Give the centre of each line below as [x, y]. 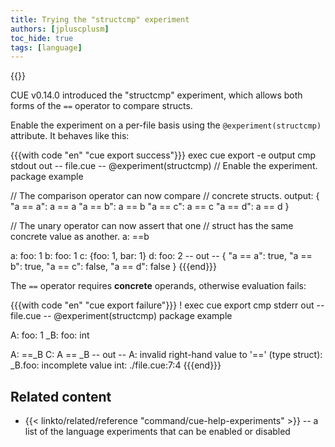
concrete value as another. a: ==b [80, 237]
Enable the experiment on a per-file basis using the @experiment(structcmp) [166, 125]
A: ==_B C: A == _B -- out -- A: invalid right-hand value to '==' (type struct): [166, 355]
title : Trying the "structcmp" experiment [100, 19]
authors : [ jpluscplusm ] [60, 29]
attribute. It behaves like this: [70, 136]
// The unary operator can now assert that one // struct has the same [152, 226]
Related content [61, 396]
